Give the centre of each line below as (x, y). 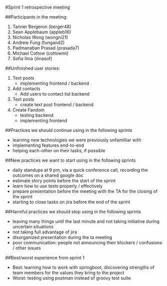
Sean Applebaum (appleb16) (42, 32)
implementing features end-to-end (48, 145)
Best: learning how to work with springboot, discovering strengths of (83, 267)
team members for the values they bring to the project (68, 273)
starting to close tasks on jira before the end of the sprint (71, 202)
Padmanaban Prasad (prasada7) (46, 48)
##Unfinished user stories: (33, 68)
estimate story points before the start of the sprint (64, 181)
